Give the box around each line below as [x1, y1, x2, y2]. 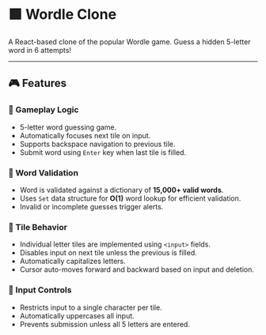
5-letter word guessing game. [19, 122, 117, 132]
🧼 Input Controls [8, 284, 72, 295]
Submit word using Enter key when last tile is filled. [19, 147, 187, 157]
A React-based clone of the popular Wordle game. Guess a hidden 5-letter [8, 36, 251, 47]
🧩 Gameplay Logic [8, 104, 79, 115]
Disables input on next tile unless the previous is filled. [19, 248, 198, 258]
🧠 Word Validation [8, 167, 79, 178]
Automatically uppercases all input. [19, 311, 135, 320]
